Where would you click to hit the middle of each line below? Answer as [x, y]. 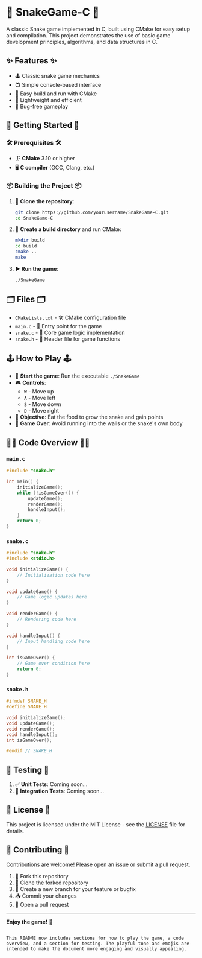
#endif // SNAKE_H [29, 751]
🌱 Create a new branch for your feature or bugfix [75, 889]
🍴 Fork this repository [41, 876]
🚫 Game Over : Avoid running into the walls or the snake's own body [99, 423]
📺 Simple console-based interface [58, 84]
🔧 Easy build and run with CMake [56, 94]
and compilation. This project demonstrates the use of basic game [88, 35]
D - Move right [41, 411]
